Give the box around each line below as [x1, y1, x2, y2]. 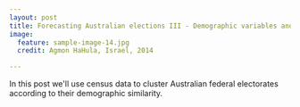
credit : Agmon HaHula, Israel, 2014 [17, 46, 154, 55]
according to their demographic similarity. [9, 88, 163, 99]
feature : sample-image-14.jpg [17, 37, 129, 47]
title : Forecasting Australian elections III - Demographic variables [9, 21, 278, 30]
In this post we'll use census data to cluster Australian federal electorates [9, 78, 279, 89]
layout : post [9, 12, 58, 22]
